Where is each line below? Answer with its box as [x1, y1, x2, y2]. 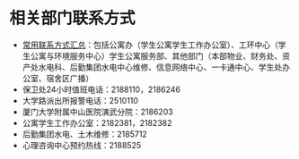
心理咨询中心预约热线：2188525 [22, 139, 142, 150]
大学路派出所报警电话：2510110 [22, 95, 139, 105]
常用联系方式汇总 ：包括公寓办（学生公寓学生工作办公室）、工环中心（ [22, 39, 278, 50]
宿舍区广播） [46, 72, 94, 83]
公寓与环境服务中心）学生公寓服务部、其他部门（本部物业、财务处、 [30, 50, 283, 61]
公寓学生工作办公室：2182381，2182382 [22, 117, 172, 128]
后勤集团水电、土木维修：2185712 [22, 129, 148, 139]
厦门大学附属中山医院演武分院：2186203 [22, 106, 173, 117]
